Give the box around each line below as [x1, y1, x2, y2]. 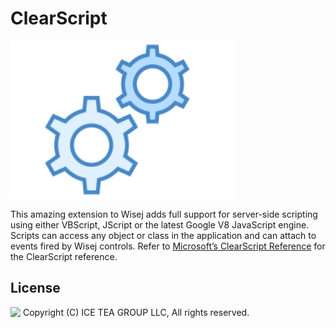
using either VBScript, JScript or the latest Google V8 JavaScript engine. [10, 218, 310, 231]
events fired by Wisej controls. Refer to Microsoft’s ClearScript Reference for [10, 240, 326, 252]
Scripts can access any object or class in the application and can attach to [10, 229, 317, 241]
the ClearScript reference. [10, 250, 118, 262]
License [10, 280, 61, 297]
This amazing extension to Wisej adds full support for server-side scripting [10, 208, 318, 220]
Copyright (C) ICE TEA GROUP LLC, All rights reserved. [22, 306, 250, 318]
